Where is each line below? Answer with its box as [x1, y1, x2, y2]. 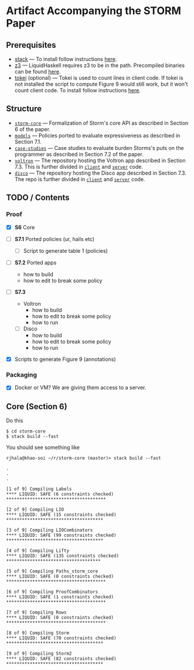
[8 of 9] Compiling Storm [6, 630, 69, 636]
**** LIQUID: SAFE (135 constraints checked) [6, 553, 119, 559]
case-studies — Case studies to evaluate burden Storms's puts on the [14, 144, 184, 151]
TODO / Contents [6, 193, 70, 203]
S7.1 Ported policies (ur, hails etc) [14, 235, 95, 242]
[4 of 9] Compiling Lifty [6, 548, 69, 554]
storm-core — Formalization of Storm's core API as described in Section [14, 119, 189, 126]
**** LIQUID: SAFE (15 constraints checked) [6, 512, 117, 518]
